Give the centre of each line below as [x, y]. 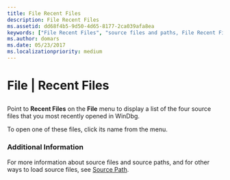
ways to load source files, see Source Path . [68, 169]
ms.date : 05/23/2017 [37, 45]
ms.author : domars [33, 39]
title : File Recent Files [44, 13]
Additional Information [46, 147]
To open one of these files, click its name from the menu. [87, 129]
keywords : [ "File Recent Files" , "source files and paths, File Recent [111, 33]
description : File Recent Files [53, 20]
